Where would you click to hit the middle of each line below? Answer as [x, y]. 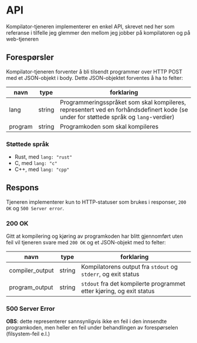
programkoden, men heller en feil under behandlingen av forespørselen [92, 328]
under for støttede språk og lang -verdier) [117, 117]
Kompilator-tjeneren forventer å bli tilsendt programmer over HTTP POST [94, 72]
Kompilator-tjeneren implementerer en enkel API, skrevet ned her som [90, 26]
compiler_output [31, 271]
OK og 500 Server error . [35, 208]
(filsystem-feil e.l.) [28, 334]
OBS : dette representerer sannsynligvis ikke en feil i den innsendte [86, 321]
